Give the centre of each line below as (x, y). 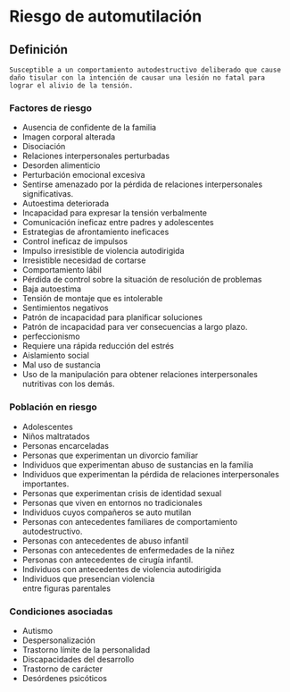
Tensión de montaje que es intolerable (92, 299)
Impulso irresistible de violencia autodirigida (103, 251)
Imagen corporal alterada (69, 137)
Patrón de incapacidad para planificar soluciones (112, 317)
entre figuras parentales (66, 588)
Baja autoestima (52, 289)
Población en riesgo (54, 407)
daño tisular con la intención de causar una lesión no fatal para (137, 78)
